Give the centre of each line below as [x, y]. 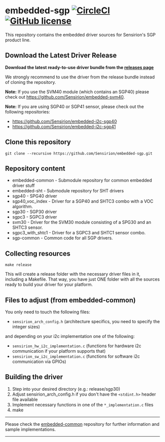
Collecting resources [38, 253]
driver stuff [24, 185]
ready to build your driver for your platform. [49, 285]
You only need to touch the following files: [48, 312]
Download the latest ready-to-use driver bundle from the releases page [79, 67]
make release [18, 265]
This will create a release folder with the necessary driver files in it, [73, 274]
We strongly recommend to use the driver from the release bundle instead [80, 77]
